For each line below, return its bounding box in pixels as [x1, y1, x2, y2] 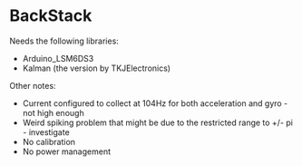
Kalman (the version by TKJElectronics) [22, 63, 170, 73]
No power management [22, 146, 112, 157]
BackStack [9, 5, 93, 26]
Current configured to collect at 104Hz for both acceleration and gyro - [22, 97, 288, 109]
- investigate [22, 126, 70, 137]
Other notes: [9, 80, 56, 91]
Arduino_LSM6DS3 [22, 53, 94, 63]
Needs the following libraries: [9, 35, 120, 46]
